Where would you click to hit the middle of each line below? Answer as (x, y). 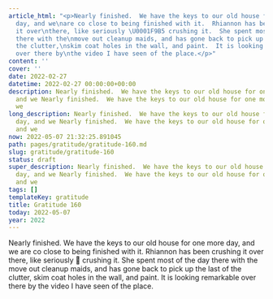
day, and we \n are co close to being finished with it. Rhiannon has (136, 24)
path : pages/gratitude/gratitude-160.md (78, 144)
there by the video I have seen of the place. (81, 286)
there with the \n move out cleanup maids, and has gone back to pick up (140, 39)
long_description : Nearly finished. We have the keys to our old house (134, 115)
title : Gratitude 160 (45, 205)
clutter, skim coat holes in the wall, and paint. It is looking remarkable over (132, 278)
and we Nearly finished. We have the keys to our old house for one (136, 99)
